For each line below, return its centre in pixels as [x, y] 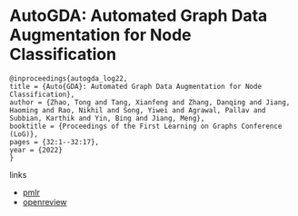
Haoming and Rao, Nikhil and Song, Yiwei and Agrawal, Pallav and [138, 110]
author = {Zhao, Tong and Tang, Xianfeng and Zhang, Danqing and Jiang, [150, 102]
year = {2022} [36, 150]
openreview [45, 201]
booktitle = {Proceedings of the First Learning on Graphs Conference [146, 126]
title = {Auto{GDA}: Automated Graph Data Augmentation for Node [135, 86]
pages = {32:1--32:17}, [55, 142]
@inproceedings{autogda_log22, [69, 78]
